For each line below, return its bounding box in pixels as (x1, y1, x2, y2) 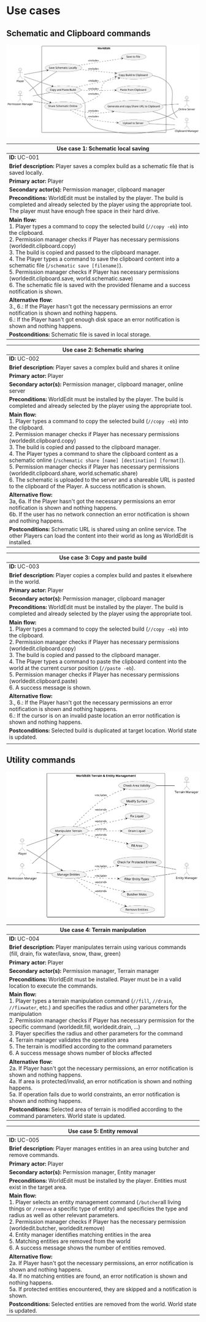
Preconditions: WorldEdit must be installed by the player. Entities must (9, 1177, 187, 1185)
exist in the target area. (9, 1183, 67, 1191)
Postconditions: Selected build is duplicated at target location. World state (9, 727, 197, 734)
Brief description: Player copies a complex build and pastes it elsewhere (9, 571, 193, 578)
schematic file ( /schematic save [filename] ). (9, 261, 123, 269)
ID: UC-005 (9, 1136, 40, 1144)
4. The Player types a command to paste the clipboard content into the (9, 658, 187, 665)
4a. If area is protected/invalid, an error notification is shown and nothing (9, 1077, 193, 1085)
